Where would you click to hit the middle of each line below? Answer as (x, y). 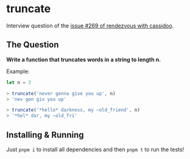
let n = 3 (19, 82)
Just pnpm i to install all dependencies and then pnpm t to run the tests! (95, 149)
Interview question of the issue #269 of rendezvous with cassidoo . (90, 26)
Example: (18, 71)
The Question (33, 45)
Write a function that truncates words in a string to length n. (84, 59)
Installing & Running (45, 135)
